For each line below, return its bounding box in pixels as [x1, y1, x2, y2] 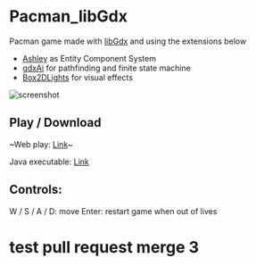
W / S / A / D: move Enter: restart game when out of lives [9, 205, 218, 216]
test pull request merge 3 [9, 237, 199, 257]
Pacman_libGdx [9, 6, 128, 27]
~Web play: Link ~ [9, 138, 73, 149]
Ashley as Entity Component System [21, 53, 156, 63]
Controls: [9, 182, 62, 197]
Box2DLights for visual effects [21, 71, 134, 82]
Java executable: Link [9, 156, 89, 167]
